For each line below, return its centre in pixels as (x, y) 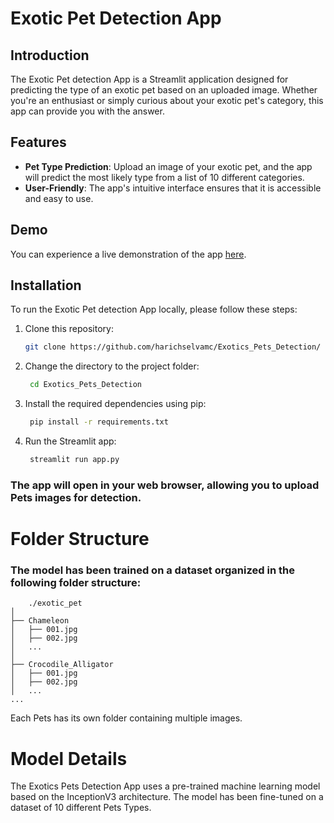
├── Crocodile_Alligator (62, 665)
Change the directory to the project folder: (112, 366)
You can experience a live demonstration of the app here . (128, 254)
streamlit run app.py (74, 460)
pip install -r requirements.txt (99, 422)
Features (38, 142)
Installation (46, 285)
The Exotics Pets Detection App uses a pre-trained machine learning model (165, 786)
